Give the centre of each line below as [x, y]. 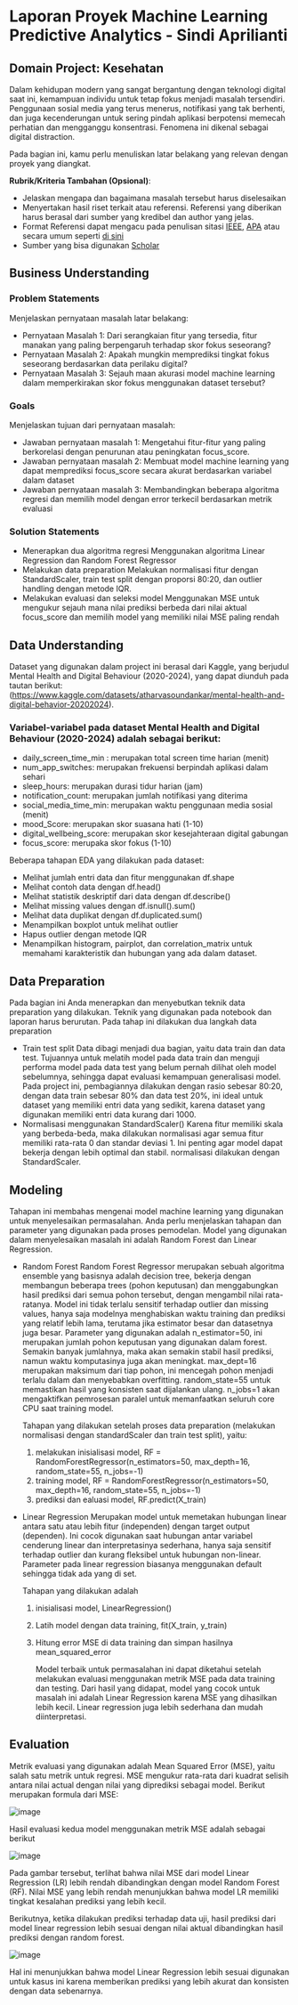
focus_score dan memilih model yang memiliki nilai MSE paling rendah [151, 617]
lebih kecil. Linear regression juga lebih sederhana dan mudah [149, 1708]
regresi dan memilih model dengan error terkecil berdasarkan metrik [147, 499]
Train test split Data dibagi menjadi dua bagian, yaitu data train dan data [154, 1049]
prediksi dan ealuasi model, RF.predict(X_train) [121, 1500]
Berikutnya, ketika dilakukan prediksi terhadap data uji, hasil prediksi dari [143, 1918]
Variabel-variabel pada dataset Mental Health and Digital [134, 727]
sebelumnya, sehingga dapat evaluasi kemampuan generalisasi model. [152, 1077]
